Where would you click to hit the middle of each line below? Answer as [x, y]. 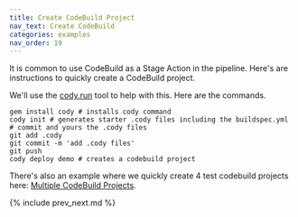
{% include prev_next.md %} [62, 203]
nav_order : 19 [36, 43]
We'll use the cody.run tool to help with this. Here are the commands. [138, 95]
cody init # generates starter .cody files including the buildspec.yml [149, 120]
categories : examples [50, 34]
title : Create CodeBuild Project [72, 18]
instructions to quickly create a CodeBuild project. [102, 78]
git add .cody [36, 136]
